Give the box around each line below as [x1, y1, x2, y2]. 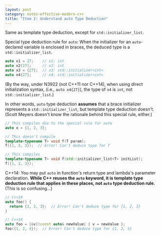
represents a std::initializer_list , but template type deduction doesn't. [5, 106, 155, 112]
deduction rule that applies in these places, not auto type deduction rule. [5, 180, 155, 186]
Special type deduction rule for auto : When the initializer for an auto [5, 39, 141, 45]
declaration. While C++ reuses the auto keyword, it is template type [5, 175, 143, 181]
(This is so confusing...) [5, 185, 53, 191]
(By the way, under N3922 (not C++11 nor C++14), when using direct [5, 81, 143, 87]
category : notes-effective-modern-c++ [5, 12, 84, 17]
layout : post [5, 7, 32, 12]
